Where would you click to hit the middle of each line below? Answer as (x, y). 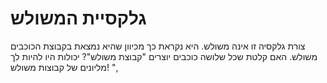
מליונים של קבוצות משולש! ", (64, 67)
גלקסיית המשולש (78, 18)
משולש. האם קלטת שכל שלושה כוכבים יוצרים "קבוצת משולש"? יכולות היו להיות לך (164, 56)
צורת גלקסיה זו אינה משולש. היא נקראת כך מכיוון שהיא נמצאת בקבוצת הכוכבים (158, 46)
